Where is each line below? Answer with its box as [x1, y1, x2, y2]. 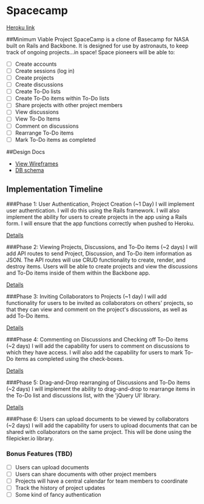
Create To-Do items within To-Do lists [15, 95, 110, 102]
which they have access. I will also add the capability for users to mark [6, 348, 183, 356]
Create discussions [15, 81, 64, 88]
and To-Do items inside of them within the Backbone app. [6, 269, 151, 276]
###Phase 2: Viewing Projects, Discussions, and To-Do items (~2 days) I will [6, 243, 198, 250]
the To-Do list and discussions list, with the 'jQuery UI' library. [6, 391, 161, 399]
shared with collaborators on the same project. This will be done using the [6, 428, 192, 435]
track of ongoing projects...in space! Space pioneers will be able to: [6, 48, 175, 55]
